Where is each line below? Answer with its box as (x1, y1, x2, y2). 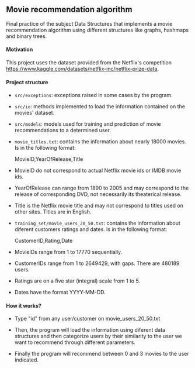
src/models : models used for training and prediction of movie (14, 121, 162, 128)
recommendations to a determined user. (14, 127, 112, 134)
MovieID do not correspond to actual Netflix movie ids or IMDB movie (14, 167, 182, 174)
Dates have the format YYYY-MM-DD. (14, 289, 106, 296)
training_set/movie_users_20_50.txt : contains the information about (14, 219, 180, 227)
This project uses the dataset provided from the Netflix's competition (6, 59, 172, 66)
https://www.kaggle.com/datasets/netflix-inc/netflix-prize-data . (6, 66, 159, 73)
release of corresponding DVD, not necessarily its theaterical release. (14, 191, 182, 198)
